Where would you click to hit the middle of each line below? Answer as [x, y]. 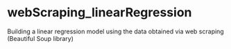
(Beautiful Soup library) [41, 38]
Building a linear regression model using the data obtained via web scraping [115, 31]
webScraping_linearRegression [100, 13]
